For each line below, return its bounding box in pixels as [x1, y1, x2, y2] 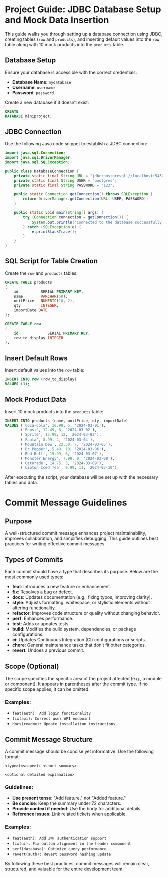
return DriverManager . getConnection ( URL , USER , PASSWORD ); [23, 196, 149, 201]
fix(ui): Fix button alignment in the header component [12, 841, 131, 846]
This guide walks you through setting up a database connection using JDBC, [5, 31, 163, 37]
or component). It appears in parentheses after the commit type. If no [5, 681, 148, 687]
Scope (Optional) [5, 662, 59, 671]
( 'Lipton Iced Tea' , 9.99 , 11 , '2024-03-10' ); [20, 465, 120, 470]
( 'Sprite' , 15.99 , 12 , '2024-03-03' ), [20, 432, 101, 437]
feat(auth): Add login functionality [12, 711, 91, 716]
